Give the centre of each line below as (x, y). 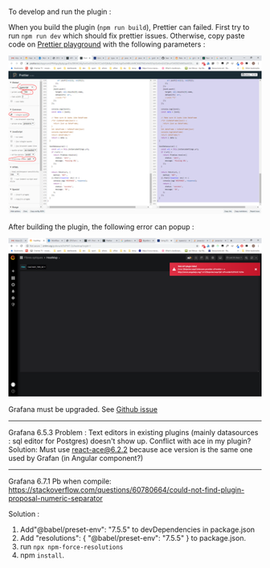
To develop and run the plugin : (60, 12)
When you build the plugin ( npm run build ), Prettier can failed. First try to (129, 27)
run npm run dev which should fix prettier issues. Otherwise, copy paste (127, 36)
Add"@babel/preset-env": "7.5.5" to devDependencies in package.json (137, 529)
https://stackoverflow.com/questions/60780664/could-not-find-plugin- (127, 490)
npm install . (42, 555)
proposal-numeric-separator (55, 498)
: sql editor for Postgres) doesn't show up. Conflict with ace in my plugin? (130, 441)
